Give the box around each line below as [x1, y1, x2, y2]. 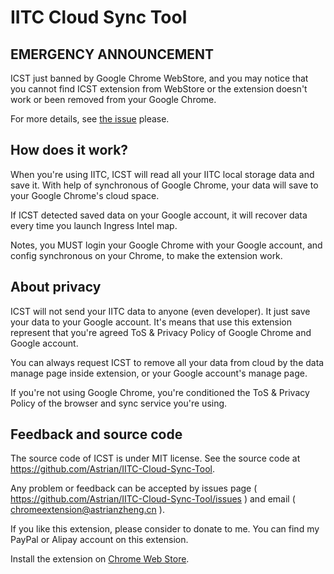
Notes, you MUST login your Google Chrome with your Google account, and [10, 239, 323, 251]
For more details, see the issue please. [10, 113, 170, 125]
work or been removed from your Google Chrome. [10, 94, 217, 105]
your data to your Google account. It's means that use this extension [10, 316, 293, 328]
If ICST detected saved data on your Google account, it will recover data [10, 209, 308, 221]
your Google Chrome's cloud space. [10, 189, 160, 201]
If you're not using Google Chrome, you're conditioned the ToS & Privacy [10, 386, 310, 398]
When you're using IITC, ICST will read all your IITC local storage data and [10, 168, 315, 180]
